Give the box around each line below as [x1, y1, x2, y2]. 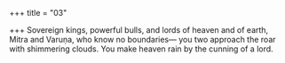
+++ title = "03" [9, 8, 67, 18]
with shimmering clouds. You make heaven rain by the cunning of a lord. [9, 43, 273, 54]
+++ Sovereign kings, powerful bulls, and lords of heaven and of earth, [9, 25, 269, 35]
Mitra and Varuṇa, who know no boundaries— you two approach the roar [9, 35, 277, 44]
